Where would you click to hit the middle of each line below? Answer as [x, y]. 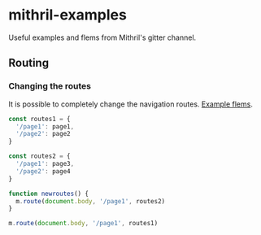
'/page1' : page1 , [45, 126]
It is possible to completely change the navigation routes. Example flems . [131, 104]
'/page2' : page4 [43, 171]
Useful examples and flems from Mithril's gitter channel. [102, 37]
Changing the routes [50, 86]
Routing [29, 63]
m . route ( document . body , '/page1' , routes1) [83, 224]
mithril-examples [68, 15]
